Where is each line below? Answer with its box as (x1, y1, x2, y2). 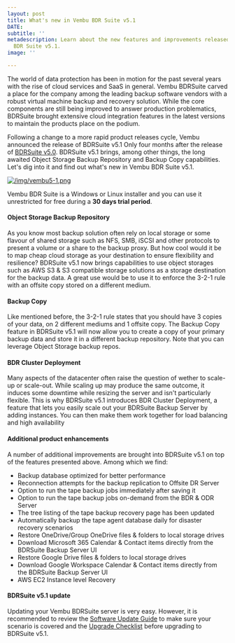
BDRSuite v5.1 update (7, 591, 71, 600)
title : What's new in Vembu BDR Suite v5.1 (7, 17, 136, 24)
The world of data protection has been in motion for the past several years (7, 74, 222, 83)
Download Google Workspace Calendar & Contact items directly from (17, 560, 218, 569)
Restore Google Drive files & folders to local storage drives (17, 553, 187, 561)
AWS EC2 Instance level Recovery (17, 575, 116, 583)
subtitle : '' (7, 29, 45, 37)
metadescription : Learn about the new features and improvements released (7, 36, 230, 43)
